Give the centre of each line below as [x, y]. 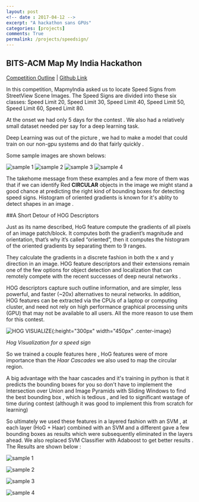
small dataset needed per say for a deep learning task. [73, 126]
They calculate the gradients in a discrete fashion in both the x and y [90, 257]
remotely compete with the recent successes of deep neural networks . [94, 276]
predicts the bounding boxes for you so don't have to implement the [89, 384]
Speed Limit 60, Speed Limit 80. [45, 108]
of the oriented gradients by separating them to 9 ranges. [76, 246]
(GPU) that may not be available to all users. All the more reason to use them [99, 313]
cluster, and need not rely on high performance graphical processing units [97, 306]
